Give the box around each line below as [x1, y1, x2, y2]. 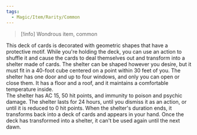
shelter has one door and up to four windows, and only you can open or [6, 73, 180, 80]
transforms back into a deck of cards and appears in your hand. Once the [6, 110, 184, 118]
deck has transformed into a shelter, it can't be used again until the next [6, 117, 181, 124]
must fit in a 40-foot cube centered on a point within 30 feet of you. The [6, 67, 181, 74]
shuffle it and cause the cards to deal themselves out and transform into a [6, 54, 185, 61]
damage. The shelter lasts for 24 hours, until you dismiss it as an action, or [6, 98, 187, 105]
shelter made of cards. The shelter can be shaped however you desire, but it [6, 60, 192, 68]
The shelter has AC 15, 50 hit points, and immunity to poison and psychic [6, 92, 182, 99]
